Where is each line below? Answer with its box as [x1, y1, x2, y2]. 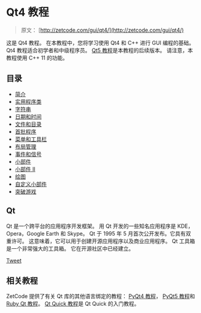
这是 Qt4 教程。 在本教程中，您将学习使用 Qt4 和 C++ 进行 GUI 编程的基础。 [6, 39, 195, 46]
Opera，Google [6, 230, 45, 237]
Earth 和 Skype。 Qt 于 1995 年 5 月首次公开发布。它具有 [46, 230, 186, 237]
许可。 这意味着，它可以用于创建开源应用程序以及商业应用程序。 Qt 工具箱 [11, 237, 196, 245]
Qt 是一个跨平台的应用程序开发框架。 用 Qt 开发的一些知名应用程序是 [6, 222, 176, 230]
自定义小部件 [14, 180, 47, 188]
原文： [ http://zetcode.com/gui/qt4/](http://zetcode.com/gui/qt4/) [20, 26, 184, 34]
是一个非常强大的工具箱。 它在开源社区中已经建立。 [6, 245, 134, 252]
